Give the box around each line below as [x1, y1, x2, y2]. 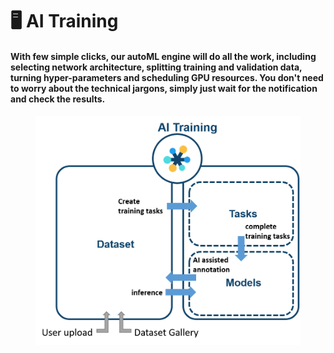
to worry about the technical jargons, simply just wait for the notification [10, 82, 318, 94]
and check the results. [10, 93, 106, 105]
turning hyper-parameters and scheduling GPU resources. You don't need [10, 71, 324, 83]
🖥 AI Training [10, 10, 119, 33]
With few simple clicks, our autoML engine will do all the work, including [10, 50, 317, 62]
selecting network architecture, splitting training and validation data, [10, 61, 303, 73]
